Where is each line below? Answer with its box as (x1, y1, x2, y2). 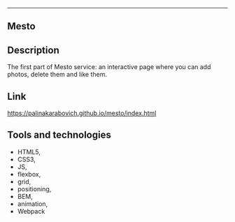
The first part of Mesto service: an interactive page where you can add (7, 63, 211, 71)
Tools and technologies (7, 129, 112, 141)
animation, (17, 200, 48, 208)
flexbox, (17, 170, 41, 178)
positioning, (17, 184, 52, 193)
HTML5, (17, 147, 41, 156)
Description (7, 44, 59, 56)
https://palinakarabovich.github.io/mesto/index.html (7, 109, 157, 117)
